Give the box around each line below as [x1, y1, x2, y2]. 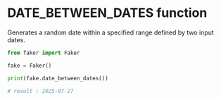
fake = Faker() [7, 62, 52, 69]
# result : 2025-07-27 [7, 87, 74, 94]
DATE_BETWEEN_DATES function [7, 5, 208, 21]
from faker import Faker [7, 49, 80, 56]
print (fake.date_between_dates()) [7, 75, 109, 82]
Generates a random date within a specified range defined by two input [7, 28, 215, 37]
